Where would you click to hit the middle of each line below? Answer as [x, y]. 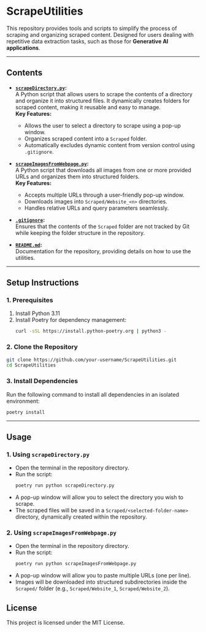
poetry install [26, 412]
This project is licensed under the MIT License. [66, 623]
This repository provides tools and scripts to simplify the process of [92, 28]
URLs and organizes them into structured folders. [77, 177]
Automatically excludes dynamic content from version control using [109, 145]
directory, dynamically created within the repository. [81, 517]
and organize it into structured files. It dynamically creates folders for [102, 101]
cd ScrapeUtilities [31, 365]
